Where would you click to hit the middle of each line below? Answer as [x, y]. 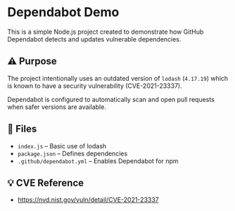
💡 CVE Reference [46, 183]
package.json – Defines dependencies [72, 153]
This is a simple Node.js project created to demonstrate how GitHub [106, 32]
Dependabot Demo [63, 12]
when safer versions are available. [57, 107]
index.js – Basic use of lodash [62, 146]
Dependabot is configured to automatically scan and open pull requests [111, 99]
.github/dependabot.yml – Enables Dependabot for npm [98, 161]
